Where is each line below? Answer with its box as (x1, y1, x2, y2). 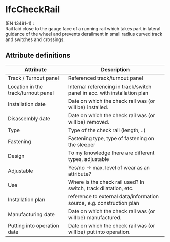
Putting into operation (8, 222, 59, 229)
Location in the (8, 83, 44, 90)
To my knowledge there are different (68, 149, 155, 156)
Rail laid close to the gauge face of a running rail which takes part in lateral (5, 25, 161, 31)
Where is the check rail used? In (68, 178, 144, 185)
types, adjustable (68, 155, 109, 163)
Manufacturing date (8, 211, 55, 218)
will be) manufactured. (68, 214, 122, 221)
